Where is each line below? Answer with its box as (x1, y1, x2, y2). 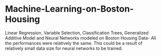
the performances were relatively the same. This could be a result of (5, 40, 142, 46)
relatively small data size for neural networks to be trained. (5, 45, 123, 51)
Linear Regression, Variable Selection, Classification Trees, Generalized (5, 30, 149, 36)
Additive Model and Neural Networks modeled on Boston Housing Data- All (5, 35, 156, 41)
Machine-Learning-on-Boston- (5, 3, 134, 15)
